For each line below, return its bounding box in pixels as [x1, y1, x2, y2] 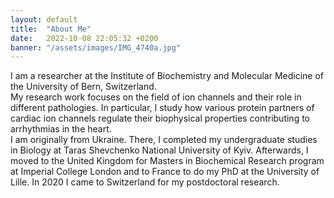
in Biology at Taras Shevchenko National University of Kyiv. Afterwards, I [10, 144, 309, 156]
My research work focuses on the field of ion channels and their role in [10, 91, 302, 103]
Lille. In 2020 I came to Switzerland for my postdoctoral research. [10, 176, 280, 188]
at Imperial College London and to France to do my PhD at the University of [10, 166, 320, 178]
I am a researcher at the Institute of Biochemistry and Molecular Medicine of [10, 70, 325, 82]
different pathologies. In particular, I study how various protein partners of [10, 102, 315, 114]
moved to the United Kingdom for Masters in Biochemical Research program [10, 155, 325, 167]
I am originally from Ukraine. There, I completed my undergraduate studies [10, 134, 318, 146]
